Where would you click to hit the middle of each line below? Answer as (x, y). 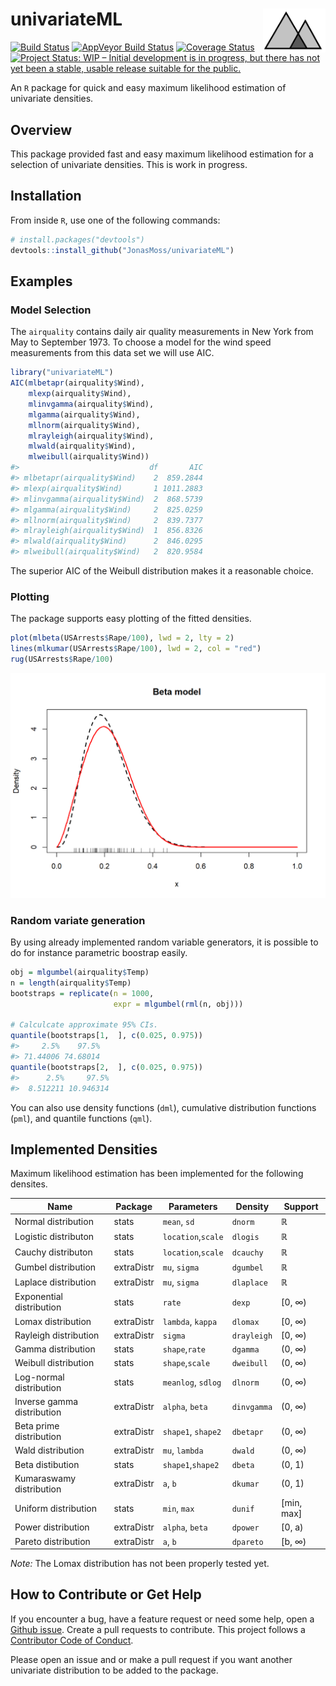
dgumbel (247, 1268)
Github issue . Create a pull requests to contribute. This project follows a (158, 1629)
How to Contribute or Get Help (106, 1594)
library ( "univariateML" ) (62, 373)
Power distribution (52, 1527)
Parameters (193, 1206)
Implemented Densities (84, 1149)
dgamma (245, 1350)
